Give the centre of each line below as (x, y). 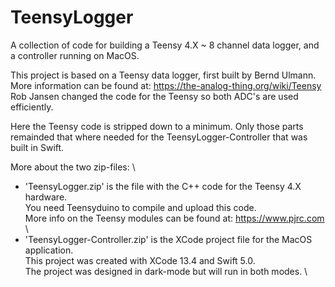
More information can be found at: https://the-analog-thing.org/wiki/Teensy (166, 85)
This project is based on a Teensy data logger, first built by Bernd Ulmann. (163, 75)
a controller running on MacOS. (75, 55)
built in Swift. (37, 147)
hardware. (46, 197)
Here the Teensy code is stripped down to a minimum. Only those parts (157, 126)
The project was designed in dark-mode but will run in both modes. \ (166, 271)
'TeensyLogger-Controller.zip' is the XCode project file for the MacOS (168, 239)
